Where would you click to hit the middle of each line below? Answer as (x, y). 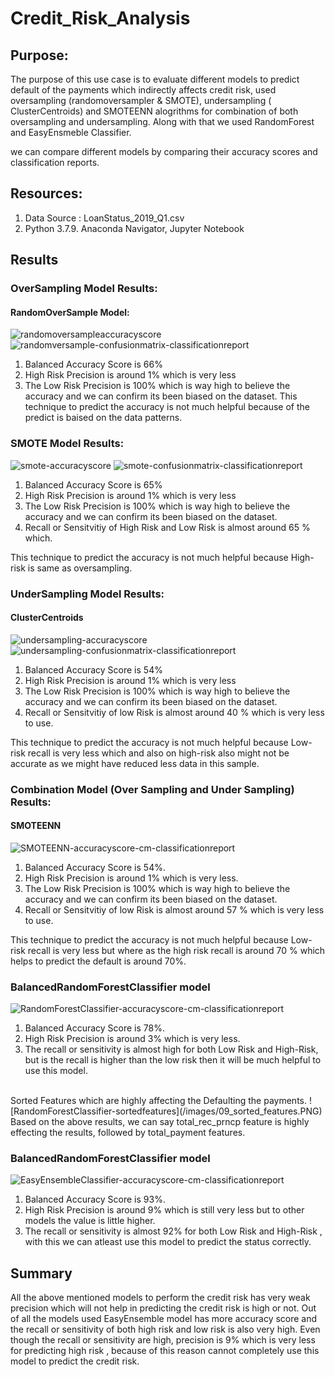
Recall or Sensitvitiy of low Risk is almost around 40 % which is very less (174, 712)
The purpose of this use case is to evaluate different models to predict (155, 79)
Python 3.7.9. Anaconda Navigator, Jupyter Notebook (134, 228)
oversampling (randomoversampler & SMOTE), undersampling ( (141, 100)
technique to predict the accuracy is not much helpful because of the (167, 407)
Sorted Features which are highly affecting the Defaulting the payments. (159, 1101)
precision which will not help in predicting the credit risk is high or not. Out (163, 1308)
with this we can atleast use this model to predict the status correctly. (168, 1242)
